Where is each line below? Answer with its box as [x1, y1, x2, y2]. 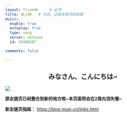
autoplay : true [9, 26, 41, 31]
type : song [9, 30, 32, 35]
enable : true [9, 21, 37, 26]
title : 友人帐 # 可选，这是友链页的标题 [5, 12, 84, 17]
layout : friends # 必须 [5, 7, 62, 12]
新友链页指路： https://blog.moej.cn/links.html [5, 106, 99, 112]
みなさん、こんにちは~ [48, 72, 118, 81]
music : [5, 16, 19, 21]
